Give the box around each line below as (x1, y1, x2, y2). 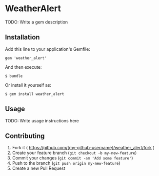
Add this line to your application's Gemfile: (5, 46, 90, 52)
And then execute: (5, 64, 42, 70)
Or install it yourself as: (5, 82, 51, 88)
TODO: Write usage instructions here (5, 117, 79, 123)
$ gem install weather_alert (5, 91, 64, 97)
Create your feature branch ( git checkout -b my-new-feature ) (12, 150, 137, 156)
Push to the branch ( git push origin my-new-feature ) (12, 160, 120, 166)
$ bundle (5, 74, 23, 78)
